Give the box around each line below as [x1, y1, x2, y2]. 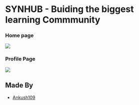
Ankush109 [12, 94, 36, 100]
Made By [5, 81, 33, 89]
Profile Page [5, 55, 35, 62]
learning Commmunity [5, 14, 100, 25]
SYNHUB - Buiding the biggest [5, 3, 134, 15]
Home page [5, 32, 34, 39]
